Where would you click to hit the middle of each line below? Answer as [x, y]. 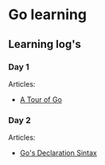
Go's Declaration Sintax [58, 153]
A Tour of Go [41, 99]
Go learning [48, 15]
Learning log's [45, 44]
